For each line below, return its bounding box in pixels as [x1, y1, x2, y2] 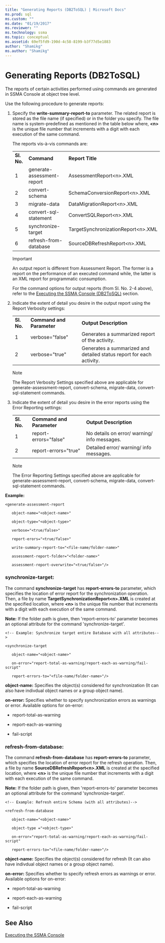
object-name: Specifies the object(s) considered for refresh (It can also [5, 856, 151, 862]
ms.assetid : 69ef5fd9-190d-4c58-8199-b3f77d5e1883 [5, 39, 111, 44]
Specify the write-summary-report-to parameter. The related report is [12, 110, 156, 116]
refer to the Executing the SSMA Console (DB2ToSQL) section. [12, 290, 139, 296]
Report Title [68, 155, 97, 162]
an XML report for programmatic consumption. [12, 276, 107, 282]
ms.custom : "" [5, 16, 34, 21]
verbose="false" [30, 334, 69, 341]
